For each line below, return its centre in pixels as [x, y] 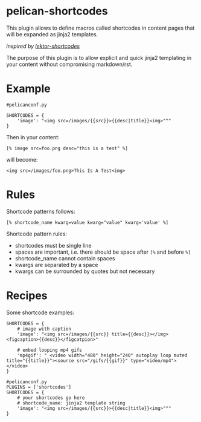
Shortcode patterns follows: [41, 211]
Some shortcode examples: [40, 312]
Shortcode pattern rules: [37, 234]
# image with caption [44, 329]
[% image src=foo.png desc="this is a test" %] [67, 148]
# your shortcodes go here [51, 398]
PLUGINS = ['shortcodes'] [39, 387]
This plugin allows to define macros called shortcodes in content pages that [101, 28]
